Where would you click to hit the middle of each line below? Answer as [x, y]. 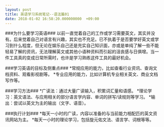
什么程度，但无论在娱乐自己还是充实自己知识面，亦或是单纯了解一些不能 [86, 46]
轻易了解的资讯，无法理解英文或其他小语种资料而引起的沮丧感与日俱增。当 [80, 51]
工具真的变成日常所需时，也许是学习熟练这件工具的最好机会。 [71, 58]
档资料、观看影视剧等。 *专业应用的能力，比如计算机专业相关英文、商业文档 [82, 75]
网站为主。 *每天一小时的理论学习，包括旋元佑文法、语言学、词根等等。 [81, 120]
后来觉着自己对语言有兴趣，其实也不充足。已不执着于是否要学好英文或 [84, 39]
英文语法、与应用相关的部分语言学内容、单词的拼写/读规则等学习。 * [82, 97]
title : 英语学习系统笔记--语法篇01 [37, 14]
